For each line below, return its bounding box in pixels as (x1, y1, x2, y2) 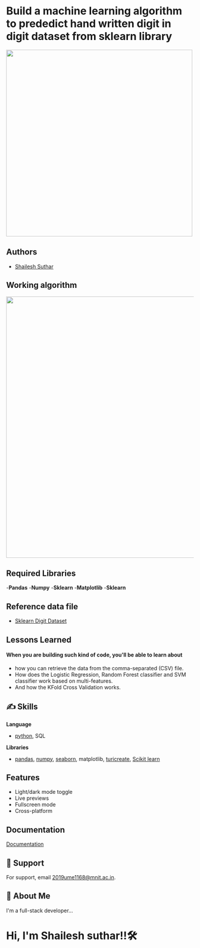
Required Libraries (6, 568, 76, 578)
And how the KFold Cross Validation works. (14, 683, 121, 691)
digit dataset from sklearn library (6, 30, 173, 43)
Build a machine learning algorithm (6, 4, 183, 18)
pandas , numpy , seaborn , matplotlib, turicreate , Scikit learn (14, 755, 160, 762)
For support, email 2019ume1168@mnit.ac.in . (6, 874, 116, 881)
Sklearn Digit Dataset (14, 617, 67, 625)
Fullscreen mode (14, 801, 57, 808)
